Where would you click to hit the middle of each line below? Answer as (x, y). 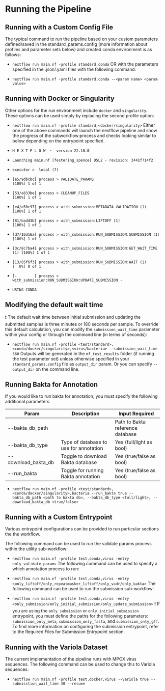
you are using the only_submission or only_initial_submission (75, 611)
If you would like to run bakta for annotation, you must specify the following (82, 396)
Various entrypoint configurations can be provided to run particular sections (82, 529)
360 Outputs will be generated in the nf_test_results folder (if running (83, 353)
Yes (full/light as (133, 442)
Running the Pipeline (48, 9)
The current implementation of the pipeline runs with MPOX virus (71, 659)
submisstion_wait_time (35, 684)
